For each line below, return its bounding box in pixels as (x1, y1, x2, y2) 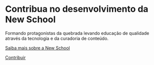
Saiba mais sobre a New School (5, 45, 71, 51)
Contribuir (5, 54, 26, 60)
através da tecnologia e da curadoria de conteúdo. (5, 35, 109, 41)
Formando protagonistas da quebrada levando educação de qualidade (5, 30, 150, 36)
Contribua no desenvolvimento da (5, 3, 149, 15)
